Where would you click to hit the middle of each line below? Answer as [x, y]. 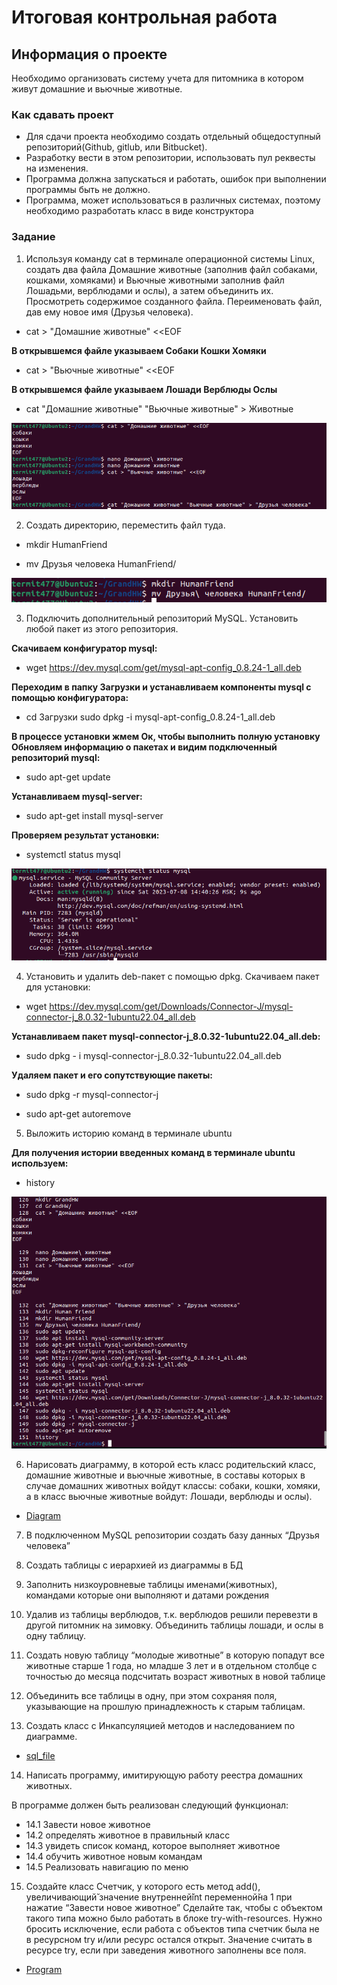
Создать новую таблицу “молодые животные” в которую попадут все [175, 1655]
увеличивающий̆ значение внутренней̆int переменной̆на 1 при [159, 1897]
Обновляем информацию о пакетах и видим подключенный [144, 747]
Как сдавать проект [62, 114]
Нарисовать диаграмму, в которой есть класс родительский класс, [171, 1465]
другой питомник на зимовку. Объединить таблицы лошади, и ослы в [174, 1625]
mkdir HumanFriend [66, 544]
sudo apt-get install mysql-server [94, 815]
